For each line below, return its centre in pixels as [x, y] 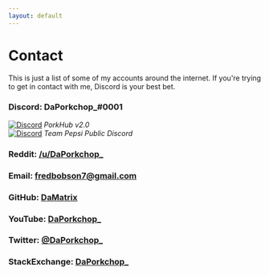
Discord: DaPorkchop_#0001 [65, 107]
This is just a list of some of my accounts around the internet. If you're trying [135, 78]
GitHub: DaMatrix [43, 197]
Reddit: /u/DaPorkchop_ [56, 154]
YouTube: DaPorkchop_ [55, 219]
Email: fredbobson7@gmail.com [73, 175]
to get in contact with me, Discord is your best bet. [92, 86]
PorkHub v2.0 [67, 125]
